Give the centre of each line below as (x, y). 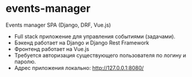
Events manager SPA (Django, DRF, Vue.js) (58, 25)
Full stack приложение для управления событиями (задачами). (95, 36)
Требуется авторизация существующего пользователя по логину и (100, 55)
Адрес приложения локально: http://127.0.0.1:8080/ (79, 68)
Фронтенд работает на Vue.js (52, 49)
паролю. (25, 62)
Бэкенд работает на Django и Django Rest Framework (82, 43)
